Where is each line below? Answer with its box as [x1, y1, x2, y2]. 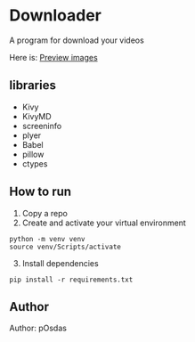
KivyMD [21, 110, 52, 121]
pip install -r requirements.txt [9, 275, 134, 284]
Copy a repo [21, 208, 69, 218]
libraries [9, 77, 56, 94]
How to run [9, 184, 72, 199]
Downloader [9, 5, 102, 26]
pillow [21, 149, 45, 159]
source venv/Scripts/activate [9, 242, 122, 251]
